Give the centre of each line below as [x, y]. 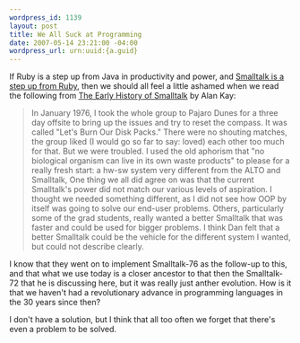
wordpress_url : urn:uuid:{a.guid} [74, 51]
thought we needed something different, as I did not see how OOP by [159, 199]
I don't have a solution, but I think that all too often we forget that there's [142, 320]
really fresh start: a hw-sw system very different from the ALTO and [156, 171]
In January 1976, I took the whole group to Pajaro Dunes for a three [154, 113]
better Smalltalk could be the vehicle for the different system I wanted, [161, 237]
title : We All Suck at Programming [76, 34]
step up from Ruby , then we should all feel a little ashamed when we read [144, 86]
